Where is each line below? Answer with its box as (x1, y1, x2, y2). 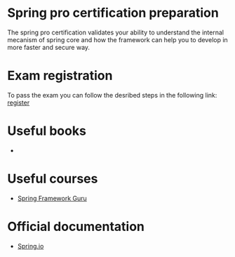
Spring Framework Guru (17, 194, 88, 202)
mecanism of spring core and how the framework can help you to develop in (7, 35, 228, 44)
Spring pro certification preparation (7, 5, 219, 21)
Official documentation (7, 218, 145, 235)
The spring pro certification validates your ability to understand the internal (7, 28, 224, 37)
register (7, 98, 30, 107)
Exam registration (7, 68, 113, 84)
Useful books (7, 123, 86, 139)
